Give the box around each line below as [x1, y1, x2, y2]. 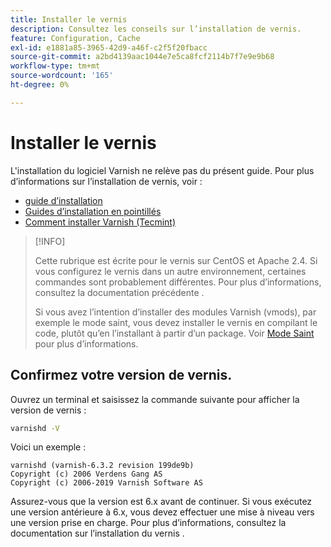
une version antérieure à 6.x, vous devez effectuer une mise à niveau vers [10, 506, 315, 518]
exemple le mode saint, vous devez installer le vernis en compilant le [34, 316, 318, 328]
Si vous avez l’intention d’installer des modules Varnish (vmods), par [34, 306, 317, 318]
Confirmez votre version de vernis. [10, 367, 233, 384]
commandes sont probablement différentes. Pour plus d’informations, [34, 276, 322, 288]
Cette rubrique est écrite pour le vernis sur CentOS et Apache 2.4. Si [34, 254, 318, 266]
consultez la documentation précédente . [34, 286, 205, 298]
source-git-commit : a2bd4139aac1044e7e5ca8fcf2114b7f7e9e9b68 [10, 52, 275, 62]
